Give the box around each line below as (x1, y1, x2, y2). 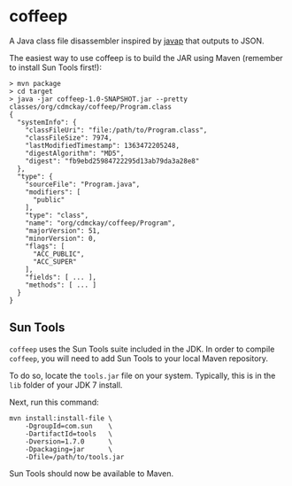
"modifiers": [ (25, 188, 81, 197)
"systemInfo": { (17, 118, 77, 127)
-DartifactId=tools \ (25, 429, 113, 438)
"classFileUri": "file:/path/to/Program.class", (25, 126, 208, 135)
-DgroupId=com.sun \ (25, 421, 113, 430)
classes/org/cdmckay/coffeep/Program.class (9, 102, 173, 112)
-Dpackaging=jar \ (25, 444, 113, 453)
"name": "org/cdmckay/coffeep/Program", (25, 219, 176, 228)
